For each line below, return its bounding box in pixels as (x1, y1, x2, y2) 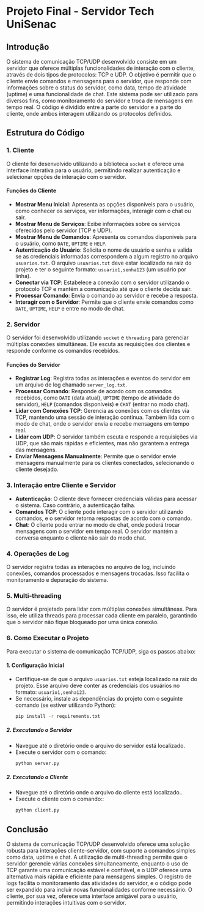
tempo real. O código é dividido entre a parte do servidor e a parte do (6, 104, 181, 111)
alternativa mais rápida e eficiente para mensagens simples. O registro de (6, 873, 192, 880)
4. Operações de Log (6, 549, 69, 558)
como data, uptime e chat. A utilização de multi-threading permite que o (6, 853, 188, 861)
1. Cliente (6, 146, 35, 154)
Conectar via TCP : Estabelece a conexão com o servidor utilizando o (15, 279, 189, 286)
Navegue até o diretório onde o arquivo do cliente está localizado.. (15, 789, 183, 796)
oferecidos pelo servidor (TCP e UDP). (15, 227, 112, 234)
